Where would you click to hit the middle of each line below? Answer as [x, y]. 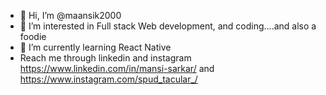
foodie [33, 36]
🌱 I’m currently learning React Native [95, 47]
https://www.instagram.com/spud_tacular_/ [108, 79]
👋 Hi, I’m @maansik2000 [70, 15]
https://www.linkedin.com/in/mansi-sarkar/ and [117, 68]
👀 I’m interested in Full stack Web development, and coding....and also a [168, 26]
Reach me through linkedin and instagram [105, 58]
